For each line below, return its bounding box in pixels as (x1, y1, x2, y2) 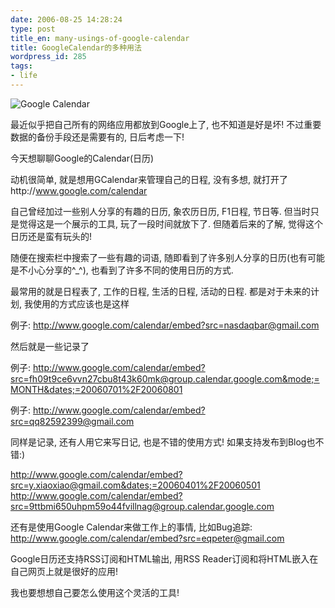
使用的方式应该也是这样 (32, 297, 130, 310)
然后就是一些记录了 (10, 340, 90, 352)
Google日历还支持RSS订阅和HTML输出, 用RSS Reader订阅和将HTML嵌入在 (10, 552, 319, 565)
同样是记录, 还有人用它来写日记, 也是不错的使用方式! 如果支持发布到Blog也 (10, 436, 316, 448)
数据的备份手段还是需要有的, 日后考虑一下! (10, 131, 185, 143)
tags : (10, 61, 33, 71)
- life (10, 71, 38, 81)
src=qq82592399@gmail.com (10, 415, 135, 427)
